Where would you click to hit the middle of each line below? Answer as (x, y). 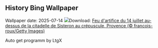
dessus (13, 25)
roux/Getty (16, 31)
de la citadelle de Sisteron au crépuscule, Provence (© (77, 25)
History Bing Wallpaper (42, 8)
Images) (37, 31)
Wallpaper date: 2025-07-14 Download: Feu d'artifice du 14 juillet (74, 20)
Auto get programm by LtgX (34, 40)
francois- (143, 25)
